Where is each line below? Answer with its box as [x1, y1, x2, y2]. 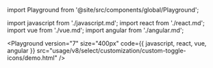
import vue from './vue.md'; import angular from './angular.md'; [7, 27, 184, 34]
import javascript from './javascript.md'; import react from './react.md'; [7, 19, 205, 27]
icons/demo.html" [7, 54, 58, 62]
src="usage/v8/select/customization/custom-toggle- [36, 47, 186, 54]
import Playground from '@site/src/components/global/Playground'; [7, 6, 199, 14]
